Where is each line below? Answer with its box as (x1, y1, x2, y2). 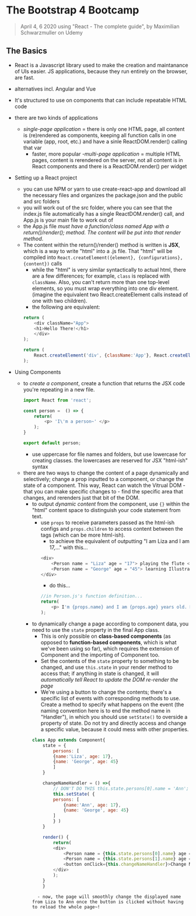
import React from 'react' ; (23, 397, 92, 403)
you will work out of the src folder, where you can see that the (23, 204, 173, 211)
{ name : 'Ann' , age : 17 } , (63, 802, 121, 808)
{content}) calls (23, 260, 62, 267)
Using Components (14, 368, 61, 375)
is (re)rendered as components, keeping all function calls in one (23, 132, 177, 139)
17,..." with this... (49, 544, 88, 551)
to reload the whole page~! (32, 904, 100, 910)
